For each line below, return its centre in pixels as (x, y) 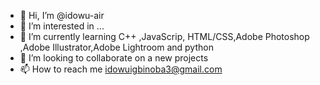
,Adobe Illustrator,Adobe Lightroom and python (116, 47)
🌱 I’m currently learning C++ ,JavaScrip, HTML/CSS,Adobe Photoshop (164, 36)
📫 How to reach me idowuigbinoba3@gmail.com (121, 69)
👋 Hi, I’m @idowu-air (62, 15)
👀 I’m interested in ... (62, 26)
